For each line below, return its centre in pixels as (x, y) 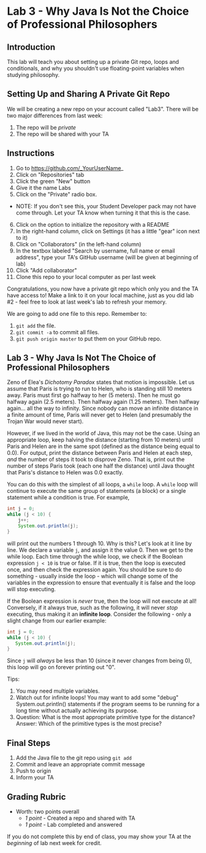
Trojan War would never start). (45, 422)
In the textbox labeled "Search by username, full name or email (95, 251)
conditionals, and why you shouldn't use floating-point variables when (96, 68)
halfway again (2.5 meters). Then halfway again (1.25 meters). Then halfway (103, 402)
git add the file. (36, 325)
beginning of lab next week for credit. (54, 843)
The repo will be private (46, 127)
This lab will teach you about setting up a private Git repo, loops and (93, 62)
